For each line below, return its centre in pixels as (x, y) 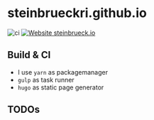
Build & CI (29, 55)
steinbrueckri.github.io (77, 13)
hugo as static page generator (61, 87)
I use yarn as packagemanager (63, 72)
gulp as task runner (46, 80)
